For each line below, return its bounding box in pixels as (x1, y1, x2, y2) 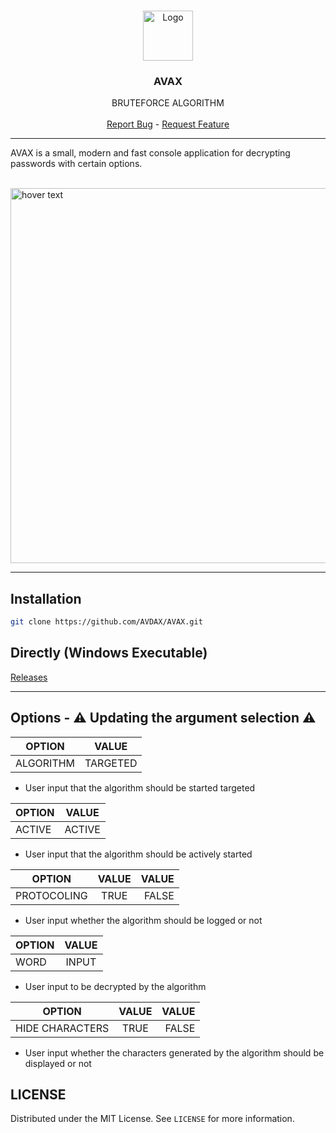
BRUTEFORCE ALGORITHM (111, 97, 225, 109)
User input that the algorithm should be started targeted (24, 781, 256, 794)
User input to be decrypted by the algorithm (24, 980, 207, 992)
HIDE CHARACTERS (15, 1021, 110, 1035)
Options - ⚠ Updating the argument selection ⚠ (10, 710, 317, 727)
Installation (10, 590, 82, 607)
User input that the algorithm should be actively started (24, 848, 253, 860)
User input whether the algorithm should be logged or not (24, 914, 263, 926)
